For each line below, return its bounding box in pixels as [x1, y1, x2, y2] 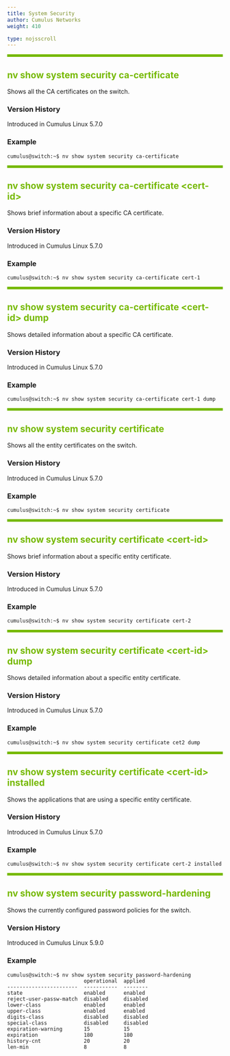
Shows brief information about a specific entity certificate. [7, 552, 172, 560]
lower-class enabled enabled [7, 1001, 146, 1009]
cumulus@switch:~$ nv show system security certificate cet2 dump [7, 739, 201, 746]
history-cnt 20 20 [7, 1037, 130, 1044]
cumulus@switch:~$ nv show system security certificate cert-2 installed [7, 860, 222, 868]
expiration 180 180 [7, 1031, 133, 1038]
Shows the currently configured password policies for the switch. [7, 906, 192, 914]
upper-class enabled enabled [7, 1007, 146, 1014]
